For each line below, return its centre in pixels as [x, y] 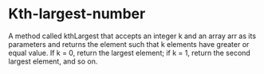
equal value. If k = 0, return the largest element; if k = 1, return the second [130, 53]
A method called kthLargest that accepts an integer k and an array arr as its [132, 36]
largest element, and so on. [53, 61]
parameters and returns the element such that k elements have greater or [129, 44]
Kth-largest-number [77, 14]
